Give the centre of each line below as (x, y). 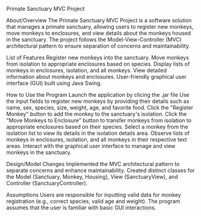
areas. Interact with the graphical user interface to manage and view (91, 146)
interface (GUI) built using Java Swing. (54, 83)
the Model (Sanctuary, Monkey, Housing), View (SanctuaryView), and (92, 177)
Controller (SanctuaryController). (47, 183)
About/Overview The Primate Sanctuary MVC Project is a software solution (99, 20)
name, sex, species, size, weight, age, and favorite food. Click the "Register (100, 107)
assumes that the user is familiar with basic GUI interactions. (81, 208)
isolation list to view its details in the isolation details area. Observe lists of (98, 133)
